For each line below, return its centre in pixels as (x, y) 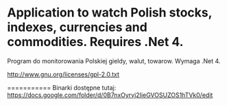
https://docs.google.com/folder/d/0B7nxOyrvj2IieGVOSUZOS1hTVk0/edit (110, 95)
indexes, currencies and (77, 27)
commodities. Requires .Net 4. (95, 42)
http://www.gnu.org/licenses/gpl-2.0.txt (63, 74)
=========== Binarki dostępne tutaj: (62, 87)
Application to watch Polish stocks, (110, 13)
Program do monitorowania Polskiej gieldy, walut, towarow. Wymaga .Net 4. (114, 61)
